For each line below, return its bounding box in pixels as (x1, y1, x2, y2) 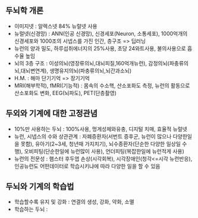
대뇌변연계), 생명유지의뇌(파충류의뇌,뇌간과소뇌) (20, 67, 132, 74)
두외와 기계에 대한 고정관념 (5, 109, 98, 119)
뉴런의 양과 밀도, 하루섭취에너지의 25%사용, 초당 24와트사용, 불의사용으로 (14, 45, 186, 52)
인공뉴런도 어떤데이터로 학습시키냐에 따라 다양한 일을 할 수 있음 (14, 162, 161, 169)
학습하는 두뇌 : (14, 206, 48, 213)
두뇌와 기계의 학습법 (5, 182, 74, 192)
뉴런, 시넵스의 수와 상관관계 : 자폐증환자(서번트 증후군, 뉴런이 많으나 (14, 132, 172, 140)
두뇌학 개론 (5, 5, 44, 16)
